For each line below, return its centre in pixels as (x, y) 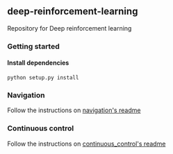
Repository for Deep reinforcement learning (69, 28)
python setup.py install (43, 77)
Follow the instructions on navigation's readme (74, 110)
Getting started (34, 46)
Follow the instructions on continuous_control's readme (86, 144)
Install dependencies (38, 63)
